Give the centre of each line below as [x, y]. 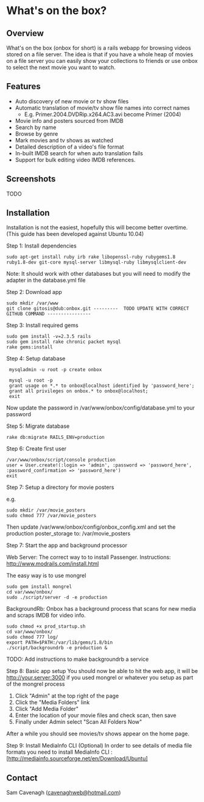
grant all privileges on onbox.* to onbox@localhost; [79, 391]
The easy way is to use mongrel [46, 576]
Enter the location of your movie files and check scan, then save [96, 715]
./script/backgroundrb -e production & [57, 648]
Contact [22, 778]
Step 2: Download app [34, 292]
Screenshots [31, 179]
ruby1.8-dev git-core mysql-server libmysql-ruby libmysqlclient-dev [97, 263]
